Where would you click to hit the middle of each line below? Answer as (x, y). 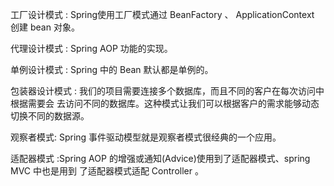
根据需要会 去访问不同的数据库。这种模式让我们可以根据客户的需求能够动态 (165, 103)
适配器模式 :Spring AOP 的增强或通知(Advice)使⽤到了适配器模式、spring (160, 158)
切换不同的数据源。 (50, 116)
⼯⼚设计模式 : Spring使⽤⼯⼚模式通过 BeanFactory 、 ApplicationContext (162, 14)
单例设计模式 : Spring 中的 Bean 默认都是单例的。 (112, 69)
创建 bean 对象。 (45, 27)
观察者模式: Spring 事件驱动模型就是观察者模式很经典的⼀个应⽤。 (146, 137)
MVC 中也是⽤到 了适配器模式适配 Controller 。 (107, 171)
